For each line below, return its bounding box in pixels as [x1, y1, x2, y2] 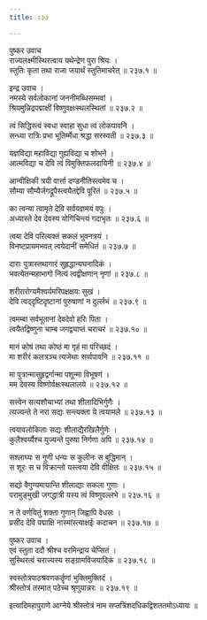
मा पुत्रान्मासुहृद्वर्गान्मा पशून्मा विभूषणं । [9, 369, 111, 379]
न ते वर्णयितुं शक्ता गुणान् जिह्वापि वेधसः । [9, 507, 121, 517]
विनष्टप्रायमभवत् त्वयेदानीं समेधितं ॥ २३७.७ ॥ [9, 241, 136, 251]
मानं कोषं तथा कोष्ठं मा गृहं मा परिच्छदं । [9, 341, 119, 352]
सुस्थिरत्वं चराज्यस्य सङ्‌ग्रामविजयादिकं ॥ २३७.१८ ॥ [9, 555, 156, 565]
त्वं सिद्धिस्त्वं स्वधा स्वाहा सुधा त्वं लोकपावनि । [9, 120, 135, 131]
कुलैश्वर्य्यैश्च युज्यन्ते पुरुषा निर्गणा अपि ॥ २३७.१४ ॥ [9, 434, 153, 445]
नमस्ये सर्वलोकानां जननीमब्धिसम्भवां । [9, 92, 113, 103]
